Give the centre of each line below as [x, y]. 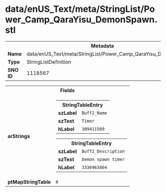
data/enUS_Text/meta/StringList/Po [80, 9]
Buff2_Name [94, 113]
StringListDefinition [49, 62]
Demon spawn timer [103, 159]
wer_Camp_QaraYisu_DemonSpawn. [81, 20]
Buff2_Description [103, 151]
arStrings [19, 136]
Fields [67, 90]
